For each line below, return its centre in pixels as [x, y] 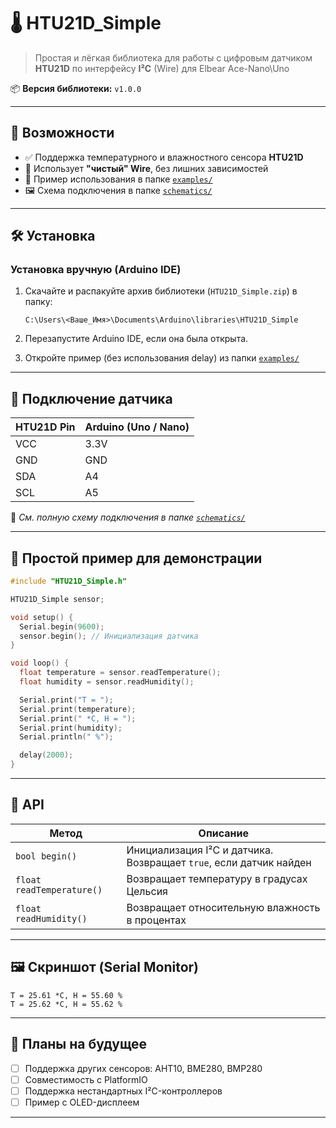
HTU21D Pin [45, 427]
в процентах [156, 920]
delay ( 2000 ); [46, 755]
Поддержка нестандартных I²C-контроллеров [123, 1091]
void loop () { [40, 663]
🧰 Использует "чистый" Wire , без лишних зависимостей [146, 168]
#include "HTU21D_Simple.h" [69, 581]
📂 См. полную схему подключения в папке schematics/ [128, 517]
